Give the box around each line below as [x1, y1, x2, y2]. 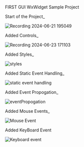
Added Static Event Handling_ [5, 70, 65, 76]
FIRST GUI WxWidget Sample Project [5, 4, 79, 10]
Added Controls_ [5, 33, 39, 38]
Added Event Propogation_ [5, 89, 59, 95]
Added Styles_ [5, 51, 34, 57]
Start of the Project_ [5, 14, 45, 19]
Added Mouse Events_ [5, 108, 50, 114]
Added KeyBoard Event [5, 127, 52, 133]
